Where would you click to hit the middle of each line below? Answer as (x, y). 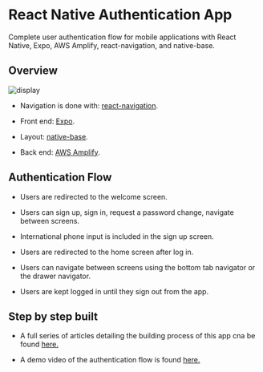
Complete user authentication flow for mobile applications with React (122, 37)
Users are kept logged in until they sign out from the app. (114, 291)
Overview (33, 71)
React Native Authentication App (120, 15)
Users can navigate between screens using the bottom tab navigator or (138, 267)
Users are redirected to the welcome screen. (94, 196)
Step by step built (53, 316)
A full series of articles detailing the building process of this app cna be (138, 336)
